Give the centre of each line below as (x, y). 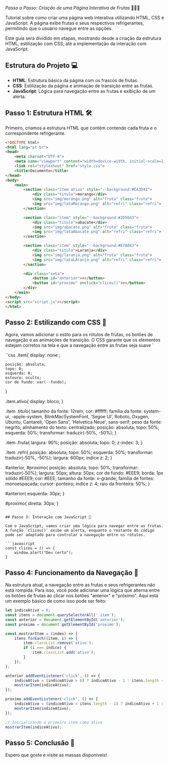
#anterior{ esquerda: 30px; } (35, 494)
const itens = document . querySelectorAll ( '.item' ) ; (61, 615)
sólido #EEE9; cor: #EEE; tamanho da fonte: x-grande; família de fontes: (80, 479)
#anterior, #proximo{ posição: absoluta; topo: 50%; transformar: (72, 468)
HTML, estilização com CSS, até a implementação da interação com (76, 44)
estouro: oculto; (23, 378)
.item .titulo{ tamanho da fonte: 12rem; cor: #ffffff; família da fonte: (74, 411)
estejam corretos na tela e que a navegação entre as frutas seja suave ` (79, 345)
